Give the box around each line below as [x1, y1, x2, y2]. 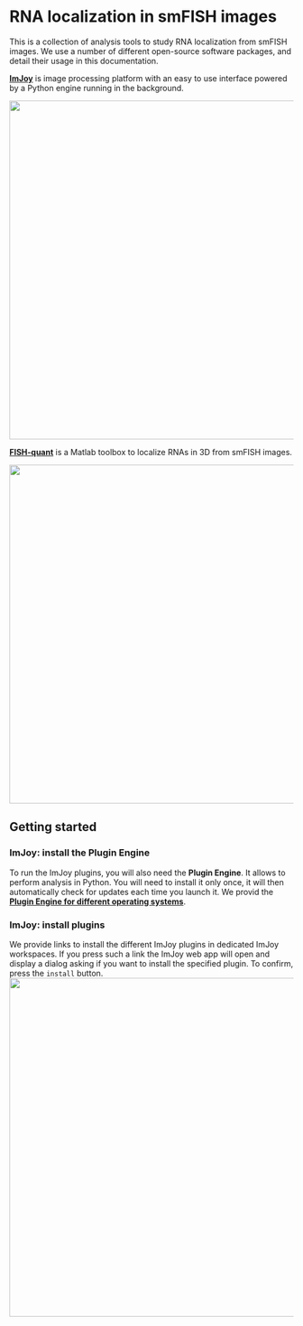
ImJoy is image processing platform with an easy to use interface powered [9, 72, 288, 83]
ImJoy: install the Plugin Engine [9, 846, 151, 859]
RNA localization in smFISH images [9, 6, 278, 27]
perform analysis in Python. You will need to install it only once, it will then [9, 876, 284, 887]
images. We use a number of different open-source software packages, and [9, 45, 291, 56]
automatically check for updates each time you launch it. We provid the [9, 886, 273, 897]
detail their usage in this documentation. [9, 55, 160, 66]
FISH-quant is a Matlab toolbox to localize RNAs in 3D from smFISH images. [9, 446, 293, 457]
